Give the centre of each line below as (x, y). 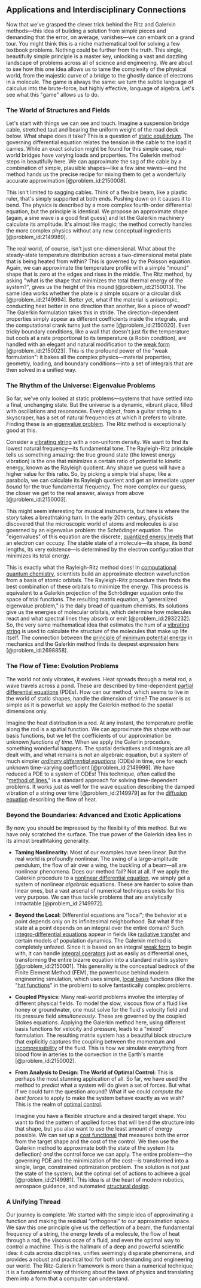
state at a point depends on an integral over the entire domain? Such (99, 928)
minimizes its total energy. (38, 556)
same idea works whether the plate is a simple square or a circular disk (94, 293)
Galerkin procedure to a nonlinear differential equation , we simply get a (102, 878)
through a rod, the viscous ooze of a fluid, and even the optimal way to (93, 1241)
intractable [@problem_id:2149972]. (59, 903)
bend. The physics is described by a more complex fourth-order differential (99, 205)
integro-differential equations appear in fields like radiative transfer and (103, 934)
